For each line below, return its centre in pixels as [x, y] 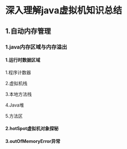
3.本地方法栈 [19, 94]
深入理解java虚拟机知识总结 [64, 10]
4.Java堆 [15, 105]
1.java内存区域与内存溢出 [36, 47]
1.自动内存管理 [28, 31]
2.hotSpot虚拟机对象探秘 [32, 129]
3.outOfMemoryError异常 [33, 141]
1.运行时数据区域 [23, 60]
